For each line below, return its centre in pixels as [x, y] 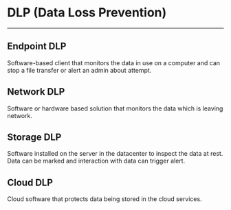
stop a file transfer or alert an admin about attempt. [79, 70]
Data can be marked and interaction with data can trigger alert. [96, 161]
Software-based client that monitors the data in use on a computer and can [114, 62]
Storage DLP [34, 137]
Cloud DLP [30, 182]
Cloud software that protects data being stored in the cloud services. [104, 199]
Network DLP [36, 92]
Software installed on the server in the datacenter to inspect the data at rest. [115, 154]
